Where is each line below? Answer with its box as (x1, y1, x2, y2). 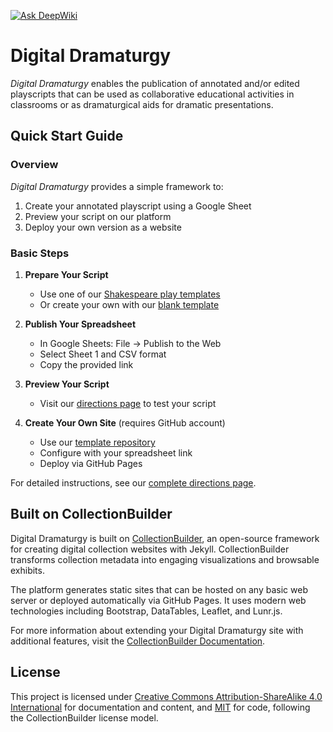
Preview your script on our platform (24, 210, 172, 222)
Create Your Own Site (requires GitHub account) (24, 416, 226, 429)
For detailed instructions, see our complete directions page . (10, 476, 257, 489)
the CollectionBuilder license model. (10, 711, 159, 724)
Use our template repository (39, 436, 156, 448)
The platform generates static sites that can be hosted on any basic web (10, 583, 308, 595)
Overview (10, 158, 59, 172)
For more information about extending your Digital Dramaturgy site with (10, 624, 304, 636)
